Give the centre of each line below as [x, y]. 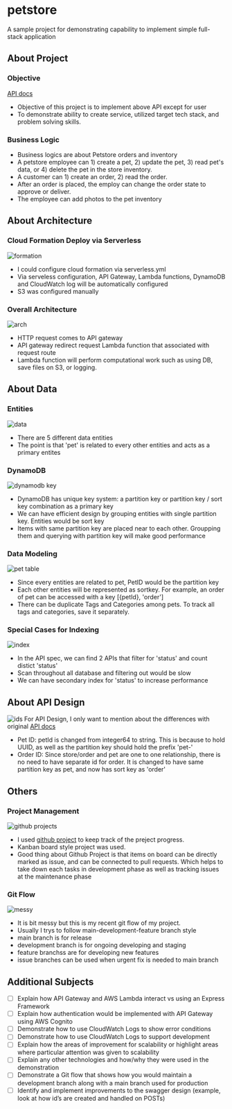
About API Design [46, 702]
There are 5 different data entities [65, 437]
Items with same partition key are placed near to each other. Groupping [119, 528]
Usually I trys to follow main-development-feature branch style [107, 931]
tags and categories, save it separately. [73, 612]
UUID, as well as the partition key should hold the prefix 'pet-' [105, 747]
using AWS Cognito [45, 1022]
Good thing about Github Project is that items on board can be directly [117, 854]
